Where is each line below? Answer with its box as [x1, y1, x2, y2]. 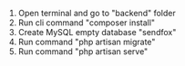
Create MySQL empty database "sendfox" [17, 27, 177, 37]
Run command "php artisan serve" [17, 46, 149, 57]
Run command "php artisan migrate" [17, 36, 156, 47]
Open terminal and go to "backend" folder [17, 8, 176, 18]
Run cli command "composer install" [17, 17, 156, 28]
